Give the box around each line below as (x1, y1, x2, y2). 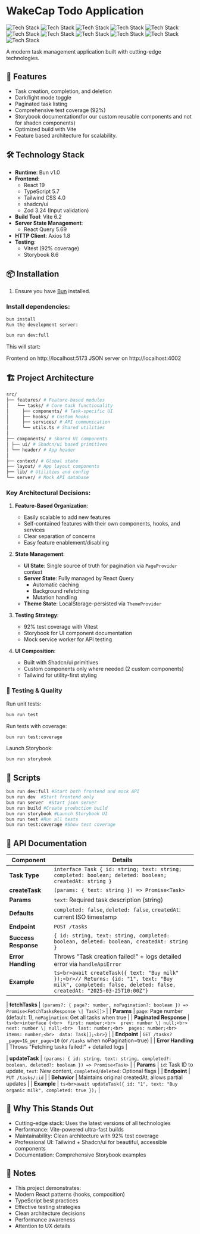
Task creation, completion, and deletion (14, 88, 112, 95)
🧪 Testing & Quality (6, 686, 62, 695)
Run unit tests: (6, 700, 42, 707)
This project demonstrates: (14, 1184, 82, 1191)
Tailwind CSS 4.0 (23, 194, 66, 201)
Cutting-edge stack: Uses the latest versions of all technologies (14, 1119, 171, 1127)
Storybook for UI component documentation (23, 630, 133, 637)
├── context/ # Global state (6, 458, 79, 464)
